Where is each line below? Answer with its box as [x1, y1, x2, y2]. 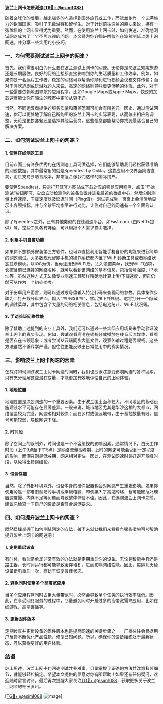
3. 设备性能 [5, 471, 28, 477]
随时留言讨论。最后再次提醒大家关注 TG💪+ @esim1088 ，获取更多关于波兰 [9, 677, 156, 683]
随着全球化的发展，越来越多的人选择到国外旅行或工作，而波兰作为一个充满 [5, 15, 154, 21]
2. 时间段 [5, 429, 23, 435]
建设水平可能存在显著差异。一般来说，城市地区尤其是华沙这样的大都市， [9, 405, 154, 410]
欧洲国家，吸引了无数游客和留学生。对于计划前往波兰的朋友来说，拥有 [13, 21, 154, 27]
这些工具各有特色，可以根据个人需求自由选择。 [21, 225, 115, 230]
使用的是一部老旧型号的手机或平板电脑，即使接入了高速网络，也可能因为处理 [5, 489, 158, 494]
